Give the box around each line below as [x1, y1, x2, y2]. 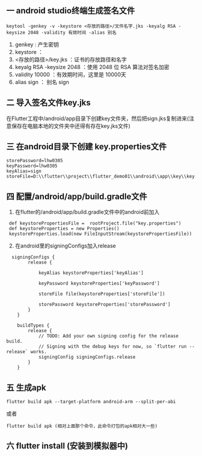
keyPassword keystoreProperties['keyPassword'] [38, 281, 161, 287]
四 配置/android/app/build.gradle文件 [6, 191, 147, 201]
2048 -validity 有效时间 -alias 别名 [28, 29, 117, 35]
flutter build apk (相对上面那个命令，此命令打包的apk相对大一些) [6, 423, 158, 430]
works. [30, 349, 47, 355]
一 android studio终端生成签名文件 [6, 5, 135, 16]
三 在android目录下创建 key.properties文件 [6, 142, 167, 152]
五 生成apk [6, 382, 46, 392]
